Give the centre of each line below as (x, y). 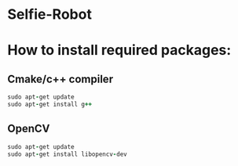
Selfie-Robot (49, 14)
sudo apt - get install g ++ (49, 105)
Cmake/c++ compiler (60, 79)
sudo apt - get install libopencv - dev (67, 154)
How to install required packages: (119, 51)
